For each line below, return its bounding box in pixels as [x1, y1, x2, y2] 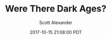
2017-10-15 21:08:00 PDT [30, 29, 82, 35]
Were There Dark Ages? [5, 3, 107, 14]
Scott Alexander [39, 19, 73, 25]
